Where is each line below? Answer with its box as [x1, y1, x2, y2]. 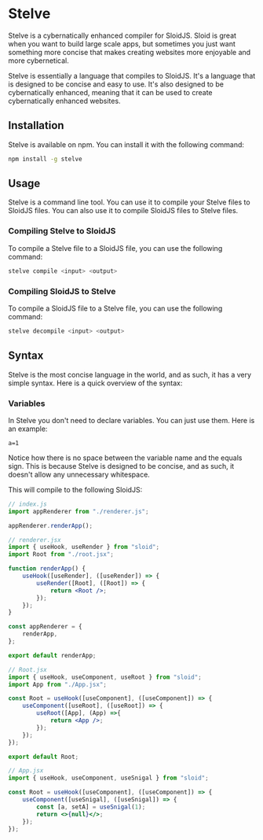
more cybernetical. [8, 56, 69, 65]
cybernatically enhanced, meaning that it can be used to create [8, 87, 214, 97]
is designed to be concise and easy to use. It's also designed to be [8, 79, 224, 89]
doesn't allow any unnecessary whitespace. [8, 470, 151, 479]
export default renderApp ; [8, 651, 97, 659]
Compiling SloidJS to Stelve [8, 286, 116, 297]
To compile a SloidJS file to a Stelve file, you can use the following [8, 304, 223, 313]
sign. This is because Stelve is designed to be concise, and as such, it [8, 461, 235, 470]
